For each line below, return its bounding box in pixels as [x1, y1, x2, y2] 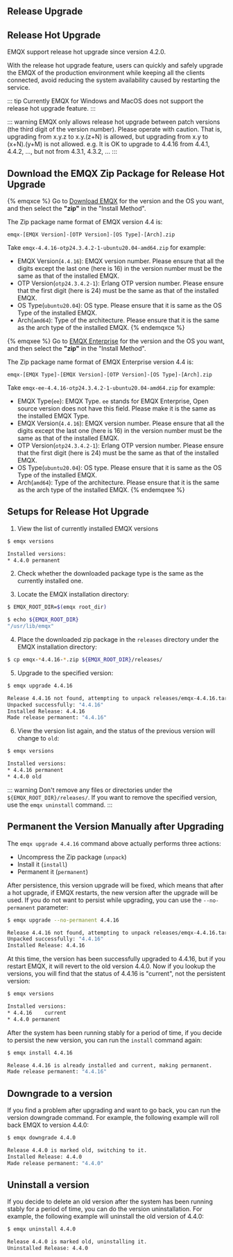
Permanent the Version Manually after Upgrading [7, 821, 224, 832]
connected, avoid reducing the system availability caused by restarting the [7, 76, 221, 84]
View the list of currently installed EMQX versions [17, 524, 159, 532]
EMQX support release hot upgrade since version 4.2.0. [7, 48, 166, 56]
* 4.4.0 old [7, 773, 42, 780]
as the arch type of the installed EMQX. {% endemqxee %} [17, 486, 185, 494]
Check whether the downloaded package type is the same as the [17, 569, 204, 578]
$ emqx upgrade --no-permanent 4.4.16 [7, 917, 119, 924]
